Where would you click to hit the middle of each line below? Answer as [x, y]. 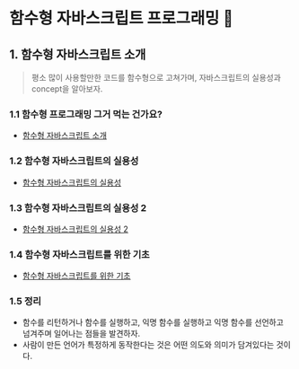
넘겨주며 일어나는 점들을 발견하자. [81, 334]
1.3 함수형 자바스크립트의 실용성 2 [78, 207]
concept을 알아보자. [67, 89]
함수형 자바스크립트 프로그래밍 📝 [121, 18]
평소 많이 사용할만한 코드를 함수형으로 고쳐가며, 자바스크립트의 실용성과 [156, 78]
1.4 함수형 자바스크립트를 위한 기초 [79, 254]
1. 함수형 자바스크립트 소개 [78, 54]
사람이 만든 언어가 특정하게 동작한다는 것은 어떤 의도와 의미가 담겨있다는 [148, 345]
